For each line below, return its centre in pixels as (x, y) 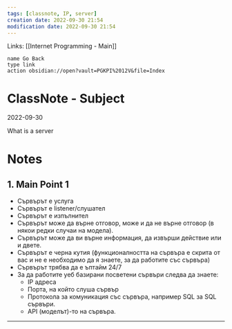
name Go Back (26, 59)
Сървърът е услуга (45, 201)
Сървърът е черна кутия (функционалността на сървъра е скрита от (119, 253)
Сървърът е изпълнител (52, 216)
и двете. (29, 245)
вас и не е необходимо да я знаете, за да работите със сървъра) (114, 260)
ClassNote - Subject (66, 98)
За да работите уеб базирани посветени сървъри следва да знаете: (118, 275)
